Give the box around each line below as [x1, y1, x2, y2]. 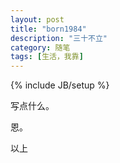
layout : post [10, 14, 65, 25]
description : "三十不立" [10, 33, 108, 43]
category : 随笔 [10, 42, 71, 53]
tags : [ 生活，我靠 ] [10, 52, 84, 62]
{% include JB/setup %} [10, 79, 110, 91]
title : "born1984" [10, 24, 87, 34]
